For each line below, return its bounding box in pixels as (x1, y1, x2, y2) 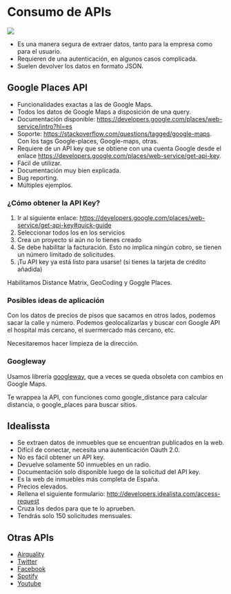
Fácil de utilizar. (17, 159, 62, 167)
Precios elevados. (17, 482, 68, 491)
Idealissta (7, 420, 50, 432)
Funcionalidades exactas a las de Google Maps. (17, 100, 153, 108)
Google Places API (7, 82, 88, 94)
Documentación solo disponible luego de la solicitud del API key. (17, 468, 201, 476)
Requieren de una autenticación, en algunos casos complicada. (17, 55, 198, 63)
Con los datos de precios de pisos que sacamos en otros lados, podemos (7, 311, 216, 319)
